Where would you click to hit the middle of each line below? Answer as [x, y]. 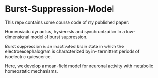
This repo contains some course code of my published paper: [67, 22]
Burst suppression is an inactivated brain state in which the [65, 46]
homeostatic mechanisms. [32, 71]
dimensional [17, 37]
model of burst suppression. [59, 37]
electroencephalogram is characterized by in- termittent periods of [72, 51]
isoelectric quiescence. [29, 56]
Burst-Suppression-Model [60, 9]
